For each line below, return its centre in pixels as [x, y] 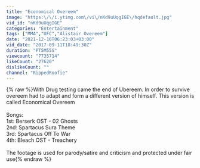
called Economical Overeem [41, 102]
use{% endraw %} [29, 159]
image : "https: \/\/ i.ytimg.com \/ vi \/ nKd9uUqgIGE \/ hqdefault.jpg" [89, 17]
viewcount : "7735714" [33, 56]
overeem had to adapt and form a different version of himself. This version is [100, 96]
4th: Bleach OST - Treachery [42, 140]
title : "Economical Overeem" [42, 12]
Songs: [15, 115]
